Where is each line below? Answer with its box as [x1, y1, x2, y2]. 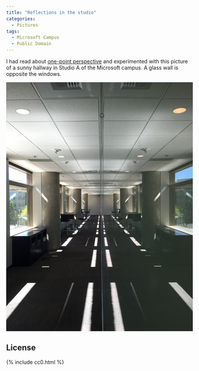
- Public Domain [11, 41, 52, 47]
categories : [6, 15, 36, 22]
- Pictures [11, 22, 38, 28]
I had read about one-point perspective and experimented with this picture [6, 58, 188, 65]
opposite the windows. [6, 71, 62, 77]
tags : [6, 28, 20, 34]
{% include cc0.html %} [6, 359, 65, 366]
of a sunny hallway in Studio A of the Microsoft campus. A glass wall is [6, 64, 179, 71]
